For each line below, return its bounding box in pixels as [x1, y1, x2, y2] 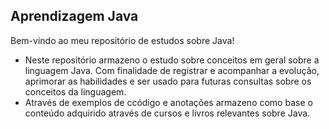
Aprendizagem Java [10, 8, 139, 25]
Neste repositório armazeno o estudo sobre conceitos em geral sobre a [24, 54, 320, 66]
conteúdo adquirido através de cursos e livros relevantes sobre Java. [24, 107, 311, 119]
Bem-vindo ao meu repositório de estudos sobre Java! [10, 34, 235, 46]
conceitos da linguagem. [24, 85, 127, 98]
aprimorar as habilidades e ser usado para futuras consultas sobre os [24, 75, 312, 87]
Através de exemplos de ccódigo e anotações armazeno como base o [24, 96, 313, 108]
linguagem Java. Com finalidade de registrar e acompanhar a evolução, [24, 64, 320, 76]
